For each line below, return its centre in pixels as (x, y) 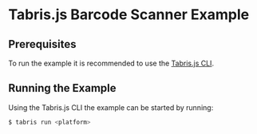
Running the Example (63, 88)
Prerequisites (42, 44)
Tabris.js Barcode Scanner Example (129, 15)
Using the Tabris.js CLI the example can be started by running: (111, 107)
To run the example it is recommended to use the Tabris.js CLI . (111, 63)
